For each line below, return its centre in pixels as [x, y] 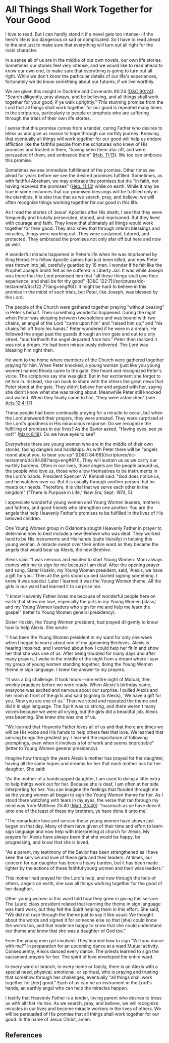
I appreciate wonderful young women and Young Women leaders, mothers [82, 502]
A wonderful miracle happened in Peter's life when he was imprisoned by [81, 254]
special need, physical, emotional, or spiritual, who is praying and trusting [82, 972]
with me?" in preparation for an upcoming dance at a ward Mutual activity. [82, 946]
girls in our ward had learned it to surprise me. [53, 586]
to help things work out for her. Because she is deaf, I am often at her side [82, 784]
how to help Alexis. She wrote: [37, 627]
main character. [21, 50]
